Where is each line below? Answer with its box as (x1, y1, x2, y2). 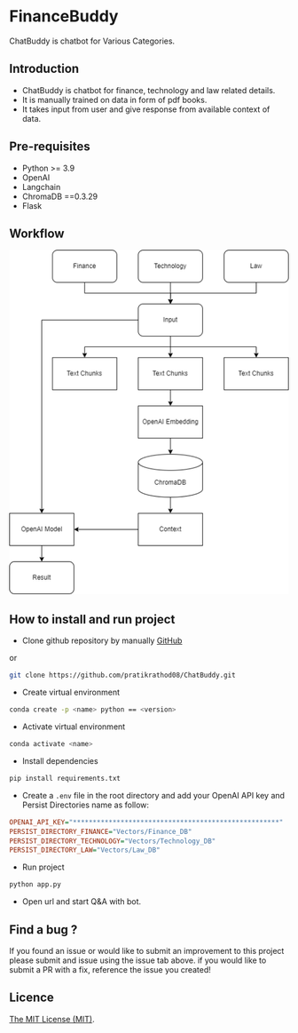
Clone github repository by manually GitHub (21, 635, 183, 646)
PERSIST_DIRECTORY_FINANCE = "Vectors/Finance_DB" (9, 827, 192, 836)
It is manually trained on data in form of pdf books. (21, 94, 208, 105)
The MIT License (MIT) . (9, 1013, 95, 1024)
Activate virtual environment (21, 721, 126, 732)
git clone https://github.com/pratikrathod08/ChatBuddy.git (9, 671, 237, 680)
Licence (9, 990, 55, 1005)
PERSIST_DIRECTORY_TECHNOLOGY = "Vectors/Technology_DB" (9, 837, 216, 846)
